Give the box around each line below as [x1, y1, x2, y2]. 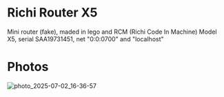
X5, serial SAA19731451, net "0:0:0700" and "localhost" [7, 34, 164, 43]
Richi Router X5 [7, 5, 98, 21]
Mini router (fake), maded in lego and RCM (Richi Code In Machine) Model [7, 28, 217, 36]
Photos [7, 59, 49, 75]
